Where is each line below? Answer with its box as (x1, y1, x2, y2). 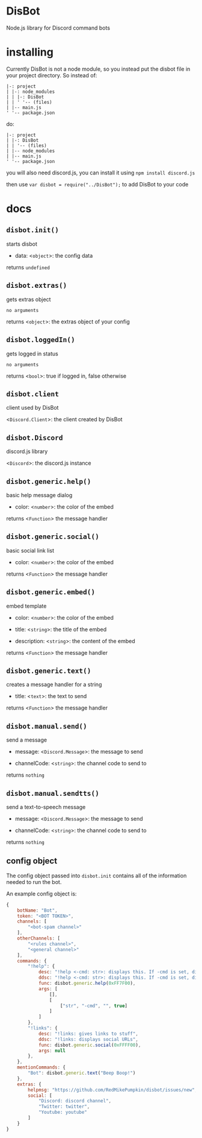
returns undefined (6, 264, 50, 271)
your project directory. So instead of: (6, 71, 97, 79)
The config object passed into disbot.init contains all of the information (6, 872, 187, 879)
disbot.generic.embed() (6, 588, 96, 597)
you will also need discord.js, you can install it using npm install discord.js (6, 169, 195, 176)
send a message (6, 736, 47, 743)
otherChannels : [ (17, 935, 61, 942)
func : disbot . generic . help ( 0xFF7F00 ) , (38, 981, 136, 987)
